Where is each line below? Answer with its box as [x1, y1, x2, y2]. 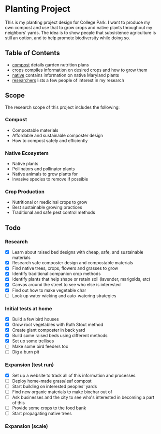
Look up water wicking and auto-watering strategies [12, 292, 117, 299]
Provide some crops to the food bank [12, 405, 86, 411]
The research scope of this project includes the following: [5, 104, 120, 110]
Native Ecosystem [5, 149, 49, 156]
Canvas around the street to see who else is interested [12, 282, 121, 288]
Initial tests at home [5, 305, 52, 312]
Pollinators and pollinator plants [12, 166, 75, 172]
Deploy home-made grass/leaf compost [12, 378, 92, 384]
